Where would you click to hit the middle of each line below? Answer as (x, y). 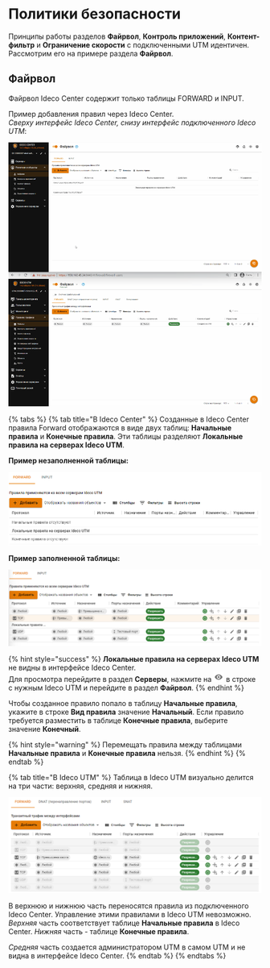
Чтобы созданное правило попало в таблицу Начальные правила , (123, 704)
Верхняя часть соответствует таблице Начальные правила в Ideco (124, 923)
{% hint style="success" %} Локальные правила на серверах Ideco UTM (134, 659)
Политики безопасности (95, 14)
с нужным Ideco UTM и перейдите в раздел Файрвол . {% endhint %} (127, 688)
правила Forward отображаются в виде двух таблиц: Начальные (120, 427)
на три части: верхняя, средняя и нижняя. (81, 786)
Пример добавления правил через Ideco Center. (91, 114)
